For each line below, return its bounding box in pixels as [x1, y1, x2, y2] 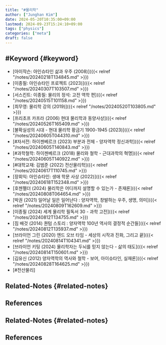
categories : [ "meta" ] [5, 31, 51, 36]
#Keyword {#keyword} [5, 54, 79, 63]
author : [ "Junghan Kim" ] [5, 12, 58, 17]
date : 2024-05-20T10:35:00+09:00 [5, 17, 76, 22]
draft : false [5, 36, 33, 41]
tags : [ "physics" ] [5, 26, 44, 31]
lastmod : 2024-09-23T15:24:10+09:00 [5, 21, 82, 27]
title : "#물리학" [5, 7, 39, 13]
